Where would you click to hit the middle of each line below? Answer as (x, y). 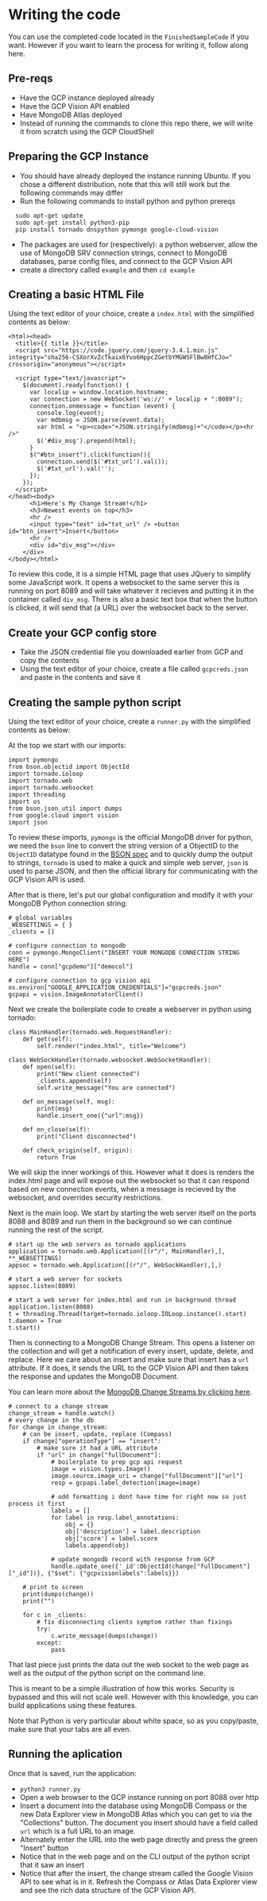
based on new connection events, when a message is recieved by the (122, 1189)
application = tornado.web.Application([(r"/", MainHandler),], (117, 1251)
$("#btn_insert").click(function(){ (90, 455)
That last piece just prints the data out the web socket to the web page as (128, 1664)
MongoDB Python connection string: (68, 903)
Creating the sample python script (95, 702)
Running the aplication (66, 1754)
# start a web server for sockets (66, 1279)
